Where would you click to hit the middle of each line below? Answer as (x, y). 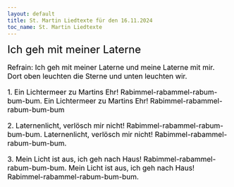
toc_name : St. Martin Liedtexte (55, 27)
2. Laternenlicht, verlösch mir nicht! (66, 126)
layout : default (31, 14)
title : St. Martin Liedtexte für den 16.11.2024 (80, 20)
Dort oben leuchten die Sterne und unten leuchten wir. (97, 76)
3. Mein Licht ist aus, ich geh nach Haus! (75, 159)
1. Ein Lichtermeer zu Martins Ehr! (63, 92)
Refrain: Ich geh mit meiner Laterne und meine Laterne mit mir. (111, 68)
